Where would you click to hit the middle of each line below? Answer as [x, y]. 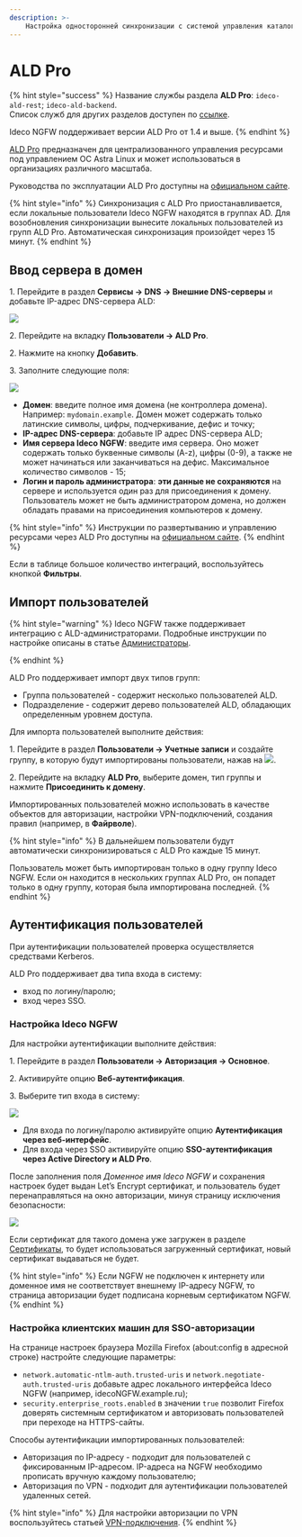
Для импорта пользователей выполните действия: [107, 732]
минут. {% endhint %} [50, 242]
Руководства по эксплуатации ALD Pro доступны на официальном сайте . [150, 186]
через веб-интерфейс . [67, 1140]
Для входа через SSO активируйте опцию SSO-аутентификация [147, 1150]
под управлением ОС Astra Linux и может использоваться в [125, 159]
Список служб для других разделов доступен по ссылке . [120, 114]
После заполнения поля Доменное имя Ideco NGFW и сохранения [137, 1177]
